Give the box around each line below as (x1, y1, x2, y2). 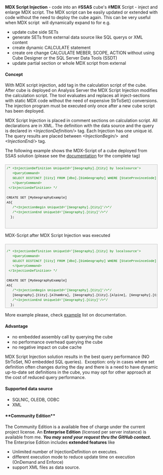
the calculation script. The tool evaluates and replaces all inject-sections (5, 93, 150, 99)
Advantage (5, 323, 28, 329)
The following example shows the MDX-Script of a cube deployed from (5, 148, 147, 154)
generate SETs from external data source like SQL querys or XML (12, 34, 143, 40)
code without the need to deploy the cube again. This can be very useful (5, 15, 151, 20)
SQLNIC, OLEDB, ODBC (12, 396, 60, 402)
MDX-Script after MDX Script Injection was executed (5, 233, 110, 238)
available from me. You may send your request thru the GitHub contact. (5, 434, 152, 440)
